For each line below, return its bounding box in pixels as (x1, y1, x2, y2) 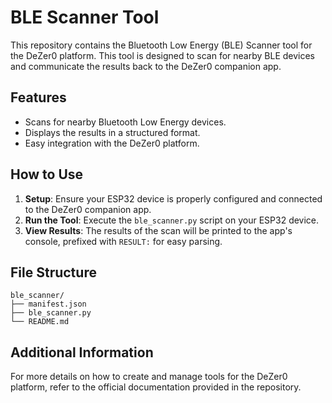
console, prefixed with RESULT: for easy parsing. (24, 235, 223, 247)
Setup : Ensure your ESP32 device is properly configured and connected (24, 192, 323, 205)
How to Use (10, 166, 84, 183)
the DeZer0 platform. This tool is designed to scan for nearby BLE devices (10, 49, 316, 61)
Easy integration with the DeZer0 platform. (24, 137, 200, 149)
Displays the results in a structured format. (24, 126, 201, 138)
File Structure (10, 264, 97, 281)
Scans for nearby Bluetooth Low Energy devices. (24, 116, 227, 128)
